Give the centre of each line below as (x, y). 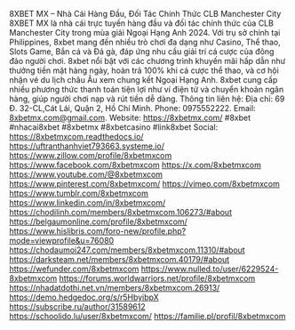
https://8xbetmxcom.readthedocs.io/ (76, 137)
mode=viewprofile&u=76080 (62, 241)
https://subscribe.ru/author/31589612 (77, 306)
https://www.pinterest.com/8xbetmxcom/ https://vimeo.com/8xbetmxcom (144, 184)
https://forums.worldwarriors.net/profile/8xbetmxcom (157, 278)
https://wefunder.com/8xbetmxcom (74, 269)
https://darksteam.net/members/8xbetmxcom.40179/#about (120, 259)
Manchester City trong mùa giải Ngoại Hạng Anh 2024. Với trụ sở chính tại (145, 32)
